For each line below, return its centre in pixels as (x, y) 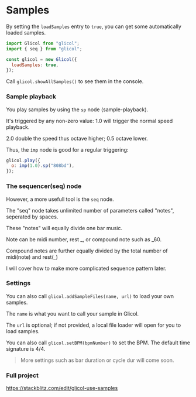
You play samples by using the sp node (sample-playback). (77, 109)
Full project (23, 375)
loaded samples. (26, 32)
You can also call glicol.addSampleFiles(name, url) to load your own (90, 296)
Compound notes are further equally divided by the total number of (87, 251)
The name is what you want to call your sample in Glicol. (73, 313)
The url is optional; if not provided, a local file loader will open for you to (94, 325)
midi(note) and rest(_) (32, 257)
